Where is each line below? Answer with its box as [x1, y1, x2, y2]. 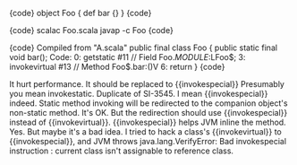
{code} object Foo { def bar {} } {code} [9, 8, 152, 18]
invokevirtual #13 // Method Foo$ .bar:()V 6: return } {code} [9, 62, 225, 72]
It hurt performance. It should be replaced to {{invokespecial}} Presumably [9, 79, 284, 89]
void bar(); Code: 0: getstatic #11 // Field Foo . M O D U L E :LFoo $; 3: [9, 52, 246, 62]
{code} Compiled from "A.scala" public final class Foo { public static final [9, 42, 278, 53]
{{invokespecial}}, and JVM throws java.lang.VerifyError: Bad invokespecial [9, 136, 287, 146]
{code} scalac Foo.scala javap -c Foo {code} [9, 25, 174, 35]
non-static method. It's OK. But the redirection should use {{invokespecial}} [9, 108, 288, 117]
